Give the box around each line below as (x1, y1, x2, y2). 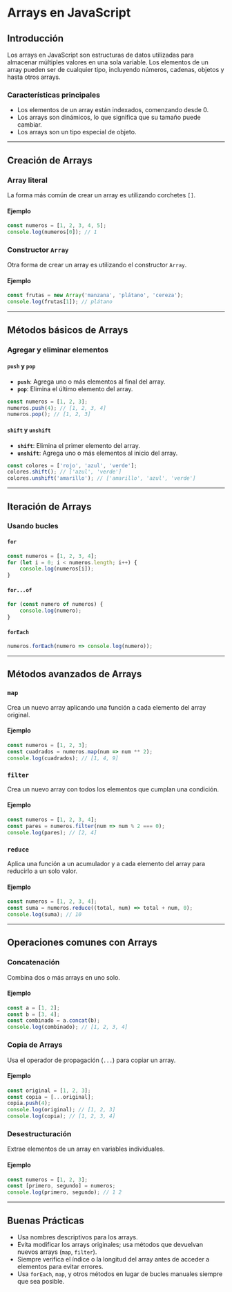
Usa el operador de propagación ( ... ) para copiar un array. (7, 1056, 176, 1064)
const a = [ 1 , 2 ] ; (7, 1004, 60, 1012)
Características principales (7, 90, 100, 100)
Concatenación (7, 958, 60, 967)
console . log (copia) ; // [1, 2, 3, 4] (7, 1113, 116, 1120)
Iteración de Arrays (7, 501, 92, 512)
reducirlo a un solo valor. (7, 867, 78, 875)
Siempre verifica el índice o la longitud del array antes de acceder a (17, 1255, 210, 1264)
